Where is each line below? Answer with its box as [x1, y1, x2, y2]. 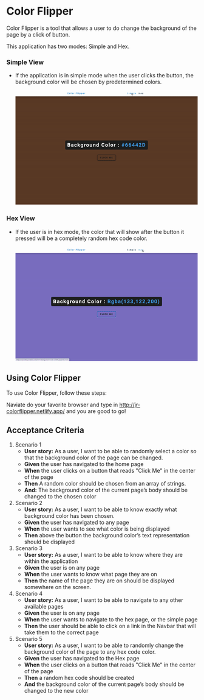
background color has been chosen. [24, 512, 115, 520]
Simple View [6, 58, 44, 66]
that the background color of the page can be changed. [24, 454, 163, 461]
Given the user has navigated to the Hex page [24, 655, 140, 662]
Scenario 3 [15, 545, 42, 552]
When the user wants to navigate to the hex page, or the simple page [24, 616, 198, 623]
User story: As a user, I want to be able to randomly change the [24, 642, 184, 649]
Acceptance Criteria [6, 425, 84, 435]
